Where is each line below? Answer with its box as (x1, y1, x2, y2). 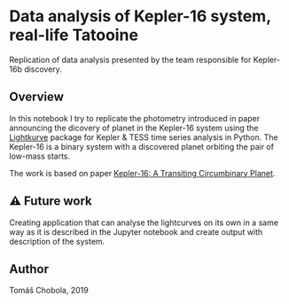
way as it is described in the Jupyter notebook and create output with (9, 226, 263, 237)
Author (9, 261, 49, 277)
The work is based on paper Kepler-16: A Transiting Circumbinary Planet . (9, 168, 276, 178)
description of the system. (9, 236, 105, 246)
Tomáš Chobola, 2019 (9, 285, 89, 296)
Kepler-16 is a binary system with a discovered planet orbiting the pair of (9, 141, 275, 152)
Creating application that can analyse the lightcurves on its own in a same (9, 217, 279, 228)
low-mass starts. (9, 151, 71, 161)
